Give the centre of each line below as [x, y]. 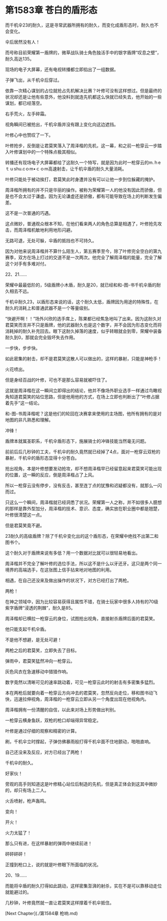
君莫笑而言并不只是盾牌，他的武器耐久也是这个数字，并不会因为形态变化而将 [83, 325]
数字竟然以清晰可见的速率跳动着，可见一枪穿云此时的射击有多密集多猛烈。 [81, 682]
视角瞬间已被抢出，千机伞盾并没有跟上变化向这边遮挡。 [62, 124]
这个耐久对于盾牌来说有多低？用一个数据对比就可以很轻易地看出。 [73, 553]
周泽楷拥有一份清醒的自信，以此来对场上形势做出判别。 [62, 710]
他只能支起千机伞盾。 [27, 629]
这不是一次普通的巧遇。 [29, 213]
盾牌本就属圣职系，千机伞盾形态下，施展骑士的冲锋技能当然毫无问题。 [77, 441]
